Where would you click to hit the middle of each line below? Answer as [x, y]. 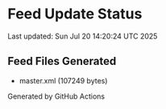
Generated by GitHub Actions [56, 96]
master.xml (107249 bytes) [63, 80]
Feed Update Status [75, 14]
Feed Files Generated [62, 61]
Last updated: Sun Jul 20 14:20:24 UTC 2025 [83, 36]
